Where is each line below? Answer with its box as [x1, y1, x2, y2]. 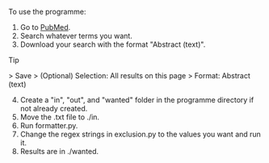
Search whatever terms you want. [19, 31, 133, 40]
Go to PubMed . [19, 23, 71, 31]
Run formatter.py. [19, 121, 78, 130]
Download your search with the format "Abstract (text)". [19, 40, 206, 49]
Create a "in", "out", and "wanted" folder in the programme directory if [19, 95, 254, 104]
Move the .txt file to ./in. [19, 112, 99, 122]
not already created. [19, 104, 88, 113]
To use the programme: [8, 7, 86, 16]
